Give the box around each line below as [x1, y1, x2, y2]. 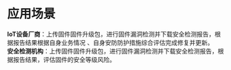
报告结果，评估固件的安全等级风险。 [12, 55, 115, 63]
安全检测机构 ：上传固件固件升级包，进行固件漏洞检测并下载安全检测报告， [7, 47, 218, 55]
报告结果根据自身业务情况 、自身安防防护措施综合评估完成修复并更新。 [12, 38, 214, 46]
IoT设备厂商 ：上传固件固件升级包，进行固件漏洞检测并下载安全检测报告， [7, 30, 215, 38]
